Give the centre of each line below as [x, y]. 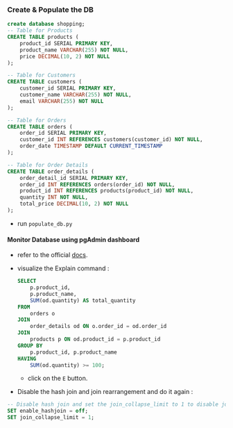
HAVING [27, 359]
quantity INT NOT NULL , [54, 197]
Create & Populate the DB [50, 10]
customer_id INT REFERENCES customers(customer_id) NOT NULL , [111, 140]
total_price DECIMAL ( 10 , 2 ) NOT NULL [74, 204]
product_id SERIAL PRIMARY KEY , [66, 43]
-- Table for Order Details [48, 165]
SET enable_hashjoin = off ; [48, 411]
